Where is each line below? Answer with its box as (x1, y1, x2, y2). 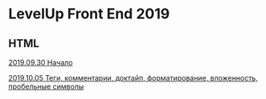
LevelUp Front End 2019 (8, 5, 170, 23)
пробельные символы (8, 81, 84, 91)
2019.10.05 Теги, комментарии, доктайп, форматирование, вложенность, (8, 73, 259, 82)
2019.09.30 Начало (8, 57, 73, 67)
